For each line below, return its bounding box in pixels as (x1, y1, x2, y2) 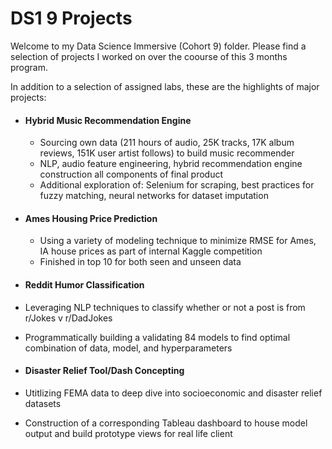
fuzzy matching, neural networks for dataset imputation (39, 190, 269, 202)
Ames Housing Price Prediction (24, 212, 158, 224)
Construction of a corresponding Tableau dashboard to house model (24, 417, 308, 429)
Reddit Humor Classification (24, 278, 145, 291)
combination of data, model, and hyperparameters (24, 342, 233, 354)
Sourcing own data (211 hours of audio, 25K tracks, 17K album (39, 137, 295, 149)
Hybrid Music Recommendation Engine (24, 114, 192, 126)
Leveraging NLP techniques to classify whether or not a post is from (24, 301, 306, 313)
